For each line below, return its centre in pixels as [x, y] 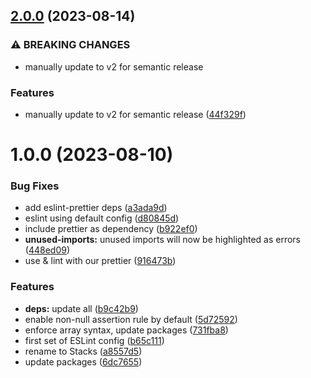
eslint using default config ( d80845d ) [102, 218]
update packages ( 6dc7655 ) [83, 361]
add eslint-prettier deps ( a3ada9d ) [96, 208]
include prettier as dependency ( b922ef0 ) [111, 229]
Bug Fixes [35, 186]
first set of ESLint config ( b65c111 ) [94, 340]
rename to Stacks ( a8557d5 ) [83, 351]
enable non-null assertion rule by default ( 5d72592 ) [131, 319]
